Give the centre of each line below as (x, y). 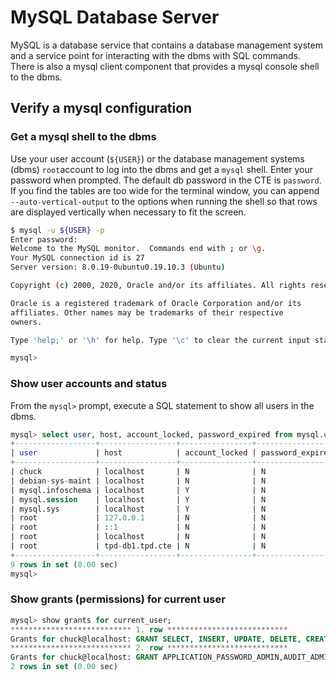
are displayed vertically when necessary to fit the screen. (128, 212)
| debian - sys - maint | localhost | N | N (138, 481)
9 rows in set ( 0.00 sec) (64, 564)
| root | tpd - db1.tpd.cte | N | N (138, 546)
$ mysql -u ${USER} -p (57, 230)
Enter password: (44, 239)
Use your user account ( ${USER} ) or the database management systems (157, 158)
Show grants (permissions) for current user (118, 599)
